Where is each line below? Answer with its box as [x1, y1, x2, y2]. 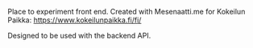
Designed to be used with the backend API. [7, 31, 151, 40]
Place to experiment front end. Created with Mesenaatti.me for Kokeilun [7, 7, 246, 16]
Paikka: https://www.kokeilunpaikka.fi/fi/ [7, 15, 142, 25]
